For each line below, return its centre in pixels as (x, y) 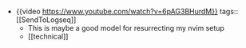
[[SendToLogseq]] (46, 20)
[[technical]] (48, 36)
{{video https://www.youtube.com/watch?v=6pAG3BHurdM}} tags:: (127, 11)
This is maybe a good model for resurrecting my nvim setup (126, 28)
